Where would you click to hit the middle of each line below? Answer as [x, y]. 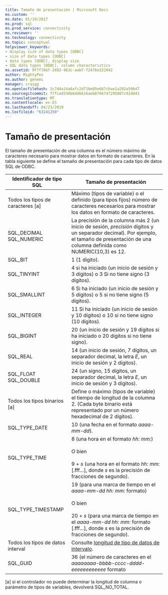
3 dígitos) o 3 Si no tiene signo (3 [110, 274]
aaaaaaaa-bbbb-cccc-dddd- [108, 563]
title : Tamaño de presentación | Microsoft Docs [57, 10]
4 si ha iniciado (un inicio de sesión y [114, 268]
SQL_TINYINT [24, 274]
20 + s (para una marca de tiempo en [115, 516]
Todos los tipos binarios [36, 401]
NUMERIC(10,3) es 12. [98, 251]
